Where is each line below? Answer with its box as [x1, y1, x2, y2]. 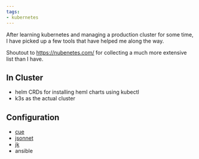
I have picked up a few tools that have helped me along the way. [6, 37, 164, 44]
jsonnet [14, 134, 34, 142]
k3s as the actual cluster [14, 95, 76, 102]
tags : [6, 8, 20, 15]
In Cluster [6, 73, 44, 83]
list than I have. [6, 55, 44, 62]
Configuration [6, 112, 60, 122]
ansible [14, 148, 33, 155]
